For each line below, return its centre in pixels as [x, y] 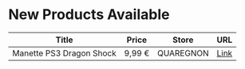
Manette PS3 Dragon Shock [65, 53]
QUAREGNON [183, 53]
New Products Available [89, 15]
